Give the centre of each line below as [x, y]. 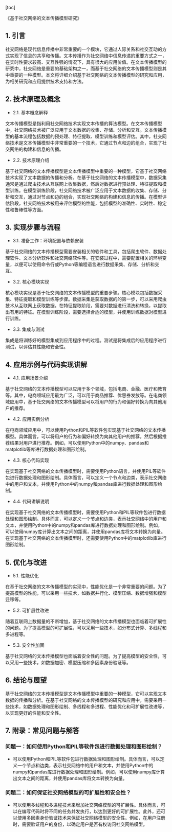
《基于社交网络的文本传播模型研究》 [44, 18]
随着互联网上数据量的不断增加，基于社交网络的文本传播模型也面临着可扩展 [84, 622]
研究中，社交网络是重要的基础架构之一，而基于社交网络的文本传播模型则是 [84, 68]
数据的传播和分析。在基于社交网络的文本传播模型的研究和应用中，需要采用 [84, 700]
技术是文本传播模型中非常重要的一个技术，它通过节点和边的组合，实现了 [86, 143]
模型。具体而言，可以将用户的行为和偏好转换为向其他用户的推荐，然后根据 [84, 436]
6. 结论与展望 [26, 680]
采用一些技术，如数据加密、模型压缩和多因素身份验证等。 [70, 663]
